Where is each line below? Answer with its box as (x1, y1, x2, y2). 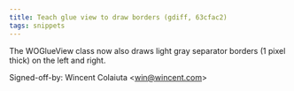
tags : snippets (9, 21, 66, 30)
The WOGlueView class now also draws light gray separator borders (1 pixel (9, 45, 286, 56)
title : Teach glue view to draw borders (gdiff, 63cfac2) (9, 12, 228, 22)
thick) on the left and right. (9, 55, 106, 65)
